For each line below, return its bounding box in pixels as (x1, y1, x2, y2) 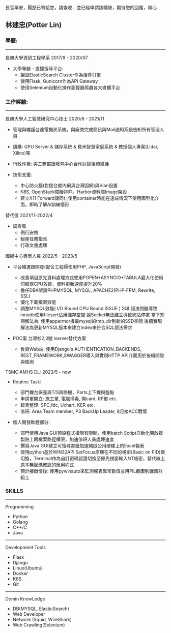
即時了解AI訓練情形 (29, 201, 70, 207)
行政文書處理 (20, 242, 47, 248)
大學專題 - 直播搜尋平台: (12, 65, 64, 71)
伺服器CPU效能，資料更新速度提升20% (20, 281, 103, 287)
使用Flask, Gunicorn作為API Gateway (20, 78, 98, 84)
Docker (12, 570, 28, 577)
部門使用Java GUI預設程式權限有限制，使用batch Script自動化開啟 (20, 430, 159, 436)
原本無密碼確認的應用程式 (20, 462, 74, 468)
